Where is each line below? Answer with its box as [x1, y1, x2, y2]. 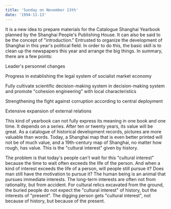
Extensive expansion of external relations [5, 108, 92, 114]
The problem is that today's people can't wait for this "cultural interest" [5, 155, 154, 161]
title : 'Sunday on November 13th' [5, 7, 79, 13]
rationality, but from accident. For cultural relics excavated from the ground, [5, 182, 164, 188]
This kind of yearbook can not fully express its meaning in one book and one [5, 117, 166, 124]
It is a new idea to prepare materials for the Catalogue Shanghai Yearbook [5, 26, 160, 32]
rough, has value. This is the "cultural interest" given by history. [5, 144, 138, 151]
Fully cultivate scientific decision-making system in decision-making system [5, 82, 165, 89]
